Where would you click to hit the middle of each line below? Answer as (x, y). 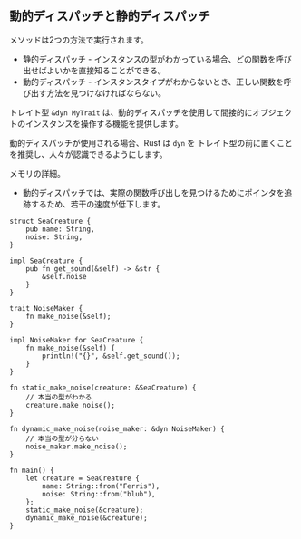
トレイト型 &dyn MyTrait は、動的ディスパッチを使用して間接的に (131, 112)
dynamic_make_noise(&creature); (87, 518)
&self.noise (65, 276)
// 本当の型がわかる (59, 397)
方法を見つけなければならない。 (106, 92)
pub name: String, (60, 229)
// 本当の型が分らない (63, 438)
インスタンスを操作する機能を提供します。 (104, 123)
